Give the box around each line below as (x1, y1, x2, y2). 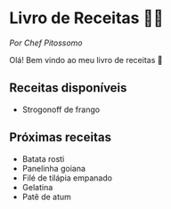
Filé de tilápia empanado (21, 173, 113, 183)
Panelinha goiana (21, 163, 86, 173)
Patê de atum (21, 191, 71, 202)
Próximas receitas (9, 130, 111, 145)
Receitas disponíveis (9, 80, 127, 96)
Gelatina (21, 181, 53, 192)
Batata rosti (21, 153, 65, 164)
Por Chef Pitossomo (9, 37, 83, 48)
